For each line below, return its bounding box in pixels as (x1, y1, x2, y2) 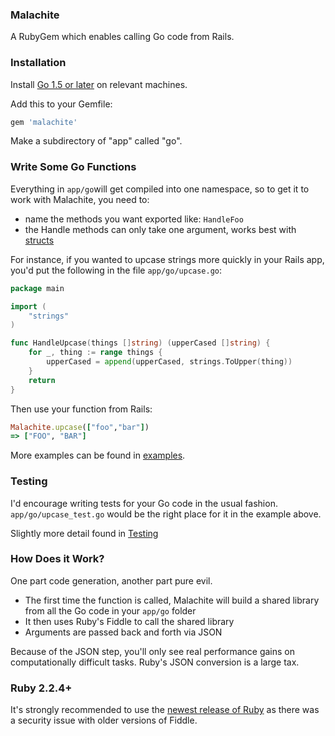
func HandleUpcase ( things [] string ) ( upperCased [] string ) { (10, 338, 271, 348)
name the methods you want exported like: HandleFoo (24, 213, 244, 225)
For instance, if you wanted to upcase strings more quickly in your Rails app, (10, 253, 325, 265)
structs (24, 234, 55, 246)
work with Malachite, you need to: (10, 193, 150, 205)
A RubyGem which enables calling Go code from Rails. (10, 31, 235, 43)
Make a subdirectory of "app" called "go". (10, 135, 183, 147)
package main (10, 283, 65, 293)
